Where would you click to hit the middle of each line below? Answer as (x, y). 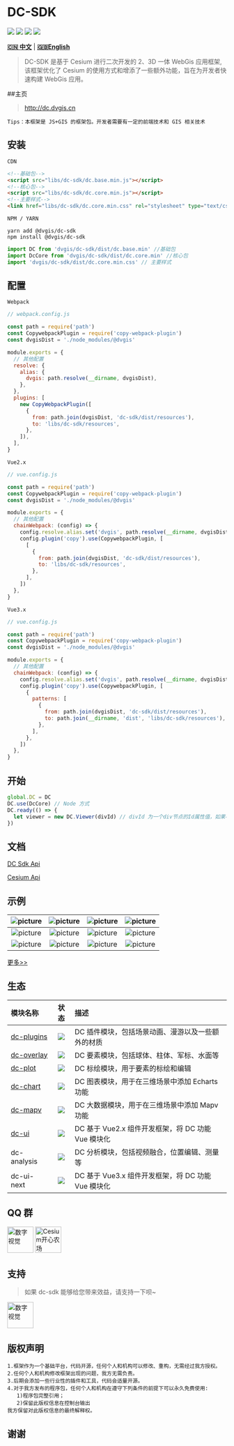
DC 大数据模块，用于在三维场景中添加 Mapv (146, 1105)
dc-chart (26, 1086)
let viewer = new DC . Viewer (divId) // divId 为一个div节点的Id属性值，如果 (119, 817)
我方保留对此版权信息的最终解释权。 (52, 1411)
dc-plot (23, 1068)
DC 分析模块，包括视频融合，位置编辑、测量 (147, 1152)
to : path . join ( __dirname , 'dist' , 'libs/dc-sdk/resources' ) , (135, 718)
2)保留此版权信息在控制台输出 (53, 1403)
